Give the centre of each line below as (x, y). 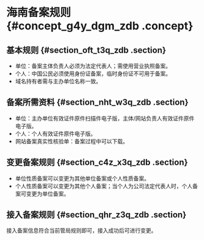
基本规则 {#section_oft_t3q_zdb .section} (86, 50)
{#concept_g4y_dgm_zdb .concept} (100, 26)
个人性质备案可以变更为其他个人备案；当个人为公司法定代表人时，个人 (104, 186)
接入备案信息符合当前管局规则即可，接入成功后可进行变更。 (81, 231)
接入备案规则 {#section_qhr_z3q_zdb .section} (96, 215)
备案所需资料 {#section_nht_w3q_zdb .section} (97, 103)
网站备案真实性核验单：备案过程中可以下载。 (72, 141)
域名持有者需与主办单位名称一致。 (58, 81)
